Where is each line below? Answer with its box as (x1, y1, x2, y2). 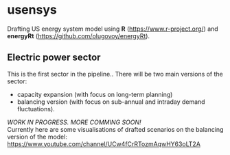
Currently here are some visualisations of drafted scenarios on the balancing (7, 125, 224, 133)
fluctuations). (16, 104, 55, 113)
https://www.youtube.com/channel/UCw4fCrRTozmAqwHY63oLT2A (7, 139, 201, 148)
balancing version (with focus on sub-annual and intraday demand (16, 98, 205, 106)
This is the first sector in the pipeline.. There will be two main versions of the (7, 70, 223, 78)
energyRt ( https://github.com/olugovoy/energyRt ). (7, 31, 150, 40)
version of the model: (7, 132, 67, 141)
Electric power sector (7, 52, 101, 64)
